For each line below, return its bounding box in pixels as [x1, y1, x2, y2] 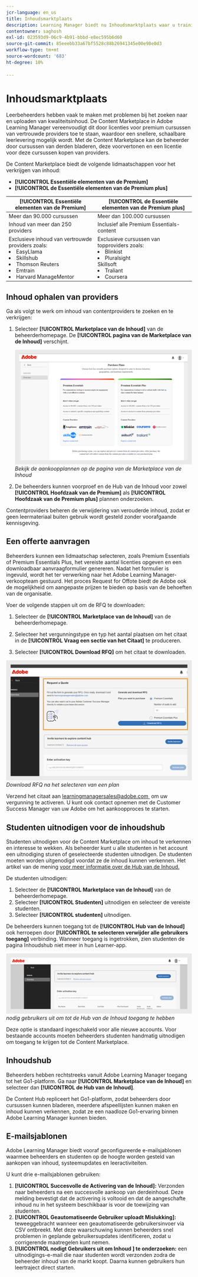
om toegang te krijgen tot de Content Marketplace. [6, 1038, 129, 1045]
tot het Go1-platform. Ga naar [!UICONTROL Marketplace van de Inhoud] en [6, 1077, 192, 1085]
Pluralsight [104, 254, 131, 261]
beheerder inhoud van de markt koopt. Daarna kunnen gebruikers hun [14, 1257, 185, 1265]
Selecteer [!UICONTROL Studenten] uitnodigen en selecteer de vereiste [14, 898, 190, 906]
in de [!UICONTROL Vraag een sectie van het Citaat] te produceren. [14, 636, 181, 644]
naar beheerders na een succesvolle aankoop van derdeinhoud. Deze [14, 1189, 184, 1196]
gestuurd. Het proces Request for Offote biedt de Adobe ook [39, 577, 187, 584]
